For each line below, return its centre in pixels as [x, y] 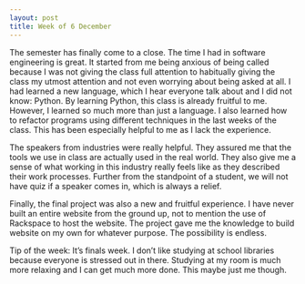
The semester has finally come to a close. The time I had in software [137, 52]
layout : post [34, 18]
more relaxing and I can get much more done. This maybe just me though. [148, 269]
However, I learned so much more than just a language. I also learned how [148, 110]
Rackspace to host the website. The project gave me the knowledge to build [152, 223]
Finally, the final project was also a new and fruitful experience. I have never [152, 203]
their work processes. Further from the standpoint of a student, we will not [149, 176]
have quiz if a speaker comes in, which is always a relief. [116, 186]
